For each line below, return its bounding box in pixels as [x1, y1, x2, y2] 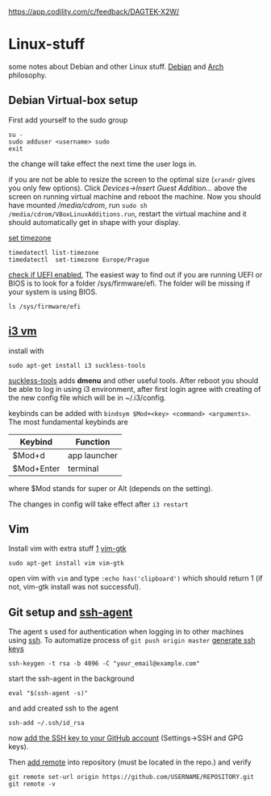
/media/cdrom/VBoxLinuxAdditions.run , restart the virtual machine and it [8, 209, 248, 219]
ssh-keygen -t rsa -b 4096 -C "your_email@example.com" [8, 660, 200, 668]
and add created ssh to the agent [8, 703, 119, 713]
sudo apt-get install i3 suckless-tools [8, 361, 147, 369]
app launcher [67, 449, 119, 461]
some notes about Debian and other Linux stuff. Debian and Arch [8, 61, 224, 71]
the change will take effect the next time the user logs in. [8, 159, 198, 169]
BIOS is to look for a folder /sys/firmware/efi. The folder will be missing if [8, 278, 251, 288]
